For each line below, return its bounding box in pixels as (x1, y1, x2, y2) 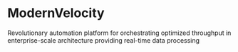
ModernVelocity (7, 5, 105, 21)
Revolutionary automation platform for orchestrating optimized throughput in (7, 28, 232, 37)
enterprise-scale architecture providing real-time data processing (7, 36, 200, 44)
